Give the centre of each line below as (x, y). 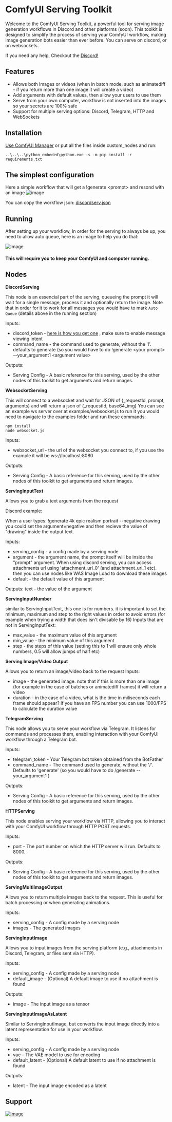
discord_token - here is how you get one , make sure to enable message (89, 333)
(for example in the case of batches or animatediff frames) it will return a (90, 686)
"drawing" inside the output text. (40, 531)
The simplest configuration (50, 175)
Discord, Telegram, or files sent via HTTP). (50, 953)
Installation (24, 133)
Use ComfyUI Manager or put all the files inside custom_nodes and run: (81, 145)
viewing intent (27, 339)
